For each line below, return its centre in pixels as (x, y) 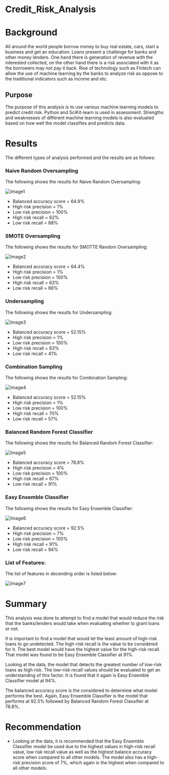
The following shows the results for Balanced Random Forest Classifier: (79, 443)
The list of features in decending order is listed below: (61, 573)
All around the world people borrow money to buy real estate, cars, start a (82, 47)
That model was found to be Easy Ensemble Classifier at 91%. (69, 654)
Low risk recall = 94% (35, 549)
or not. (12, 629)
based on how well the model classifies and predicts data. (66, 123)
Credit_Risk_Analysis (51, 9)
